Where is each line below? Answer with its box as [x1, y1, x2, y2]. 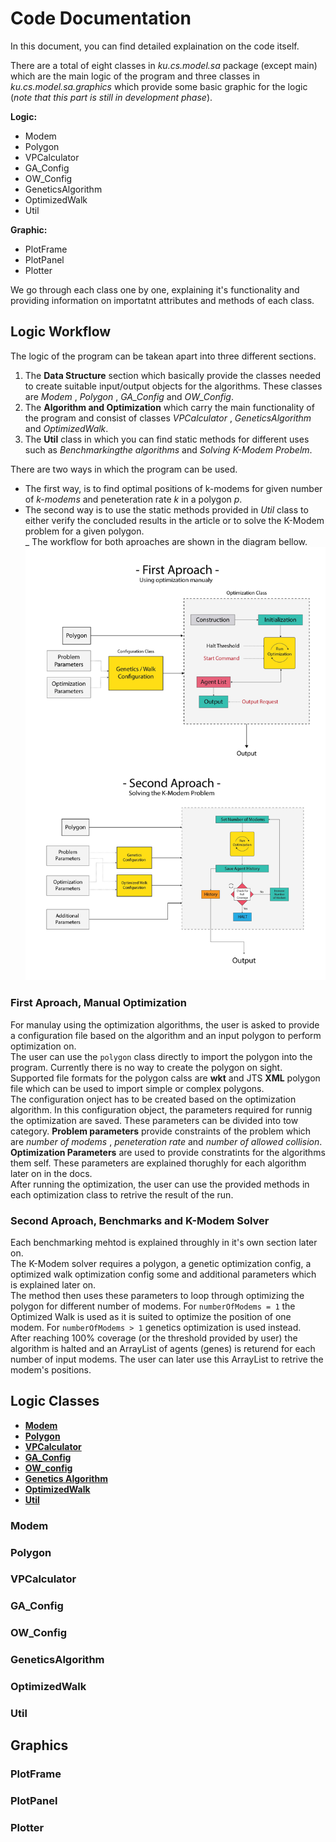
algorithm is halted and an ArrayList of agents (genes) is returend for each [10, 1342, 316, 1354]
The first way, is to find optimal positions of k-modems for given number [24, 482, 323, 494]
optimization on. [10, 1040, 77, 1052]
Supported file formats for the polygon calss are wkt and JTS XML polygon [10, 1072, 321, 1084]
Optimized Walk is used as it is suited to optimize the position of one [10, 1310, 292, 1322]
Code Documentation [10, 7, 192, 30]
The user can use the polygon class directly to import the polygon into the [10, 1050, 313, 1062]
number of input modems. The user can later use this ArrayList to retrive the [10, 1353, 324, 1365]
